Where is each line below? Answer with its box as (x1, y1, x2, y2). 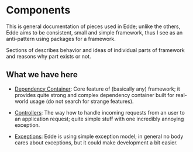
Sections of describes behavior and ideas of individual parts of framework (6, 46, 185, 53)
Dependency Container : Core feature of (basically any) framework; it (14, 85, 180, 92)
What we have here (6, 70, 78, 80)
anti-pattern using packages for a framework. (6, 35, 116, 42)
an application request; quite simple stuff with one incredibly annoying (14, 115, 184, 122)
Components (6, 4, 71, 17)
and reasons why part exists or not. (6, 53, 92, 60)
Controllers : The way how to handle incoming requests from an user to (14, 109, 185, 116)
